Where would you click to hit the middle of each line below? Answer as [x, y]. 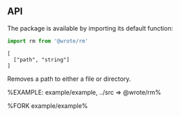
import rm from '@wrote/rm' [48, 41]
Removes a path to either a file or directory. [69, 79]
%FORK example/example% [48, 106]
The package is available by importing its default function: [90, 28]
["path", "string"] [42, 60]
